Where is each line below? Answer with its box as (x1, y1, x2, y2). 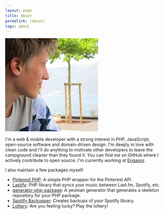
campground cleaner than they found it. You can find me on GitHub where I (5, 152, 159, 158)
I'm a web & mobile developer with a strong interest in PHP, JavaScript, (5, 137, 150, 143)
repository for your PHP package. (12, 193, 81, 199)
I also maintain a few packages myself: (5, 167, 84, 173)
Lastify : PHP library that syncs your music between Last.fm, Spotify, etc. (12, 182, 161, 188)
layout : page (5, 8, 32, 13)
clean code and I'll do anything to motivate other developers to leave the (5, 147, 153, 153)
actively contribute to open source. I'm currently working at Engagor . (5, 157, 146, 163)
